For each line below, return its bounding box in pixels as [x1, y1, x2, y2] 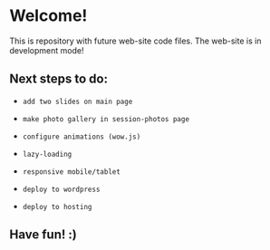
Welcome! [9, 5, 88, 26]
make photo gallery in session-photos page [22, 114, 190, 123]
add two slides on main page [22, 97, 133, 106]
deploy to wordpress [22, 185, 101, 194]
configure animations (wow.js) [22, 132, 141, 141]
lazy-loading [22, 149, 72, 159]
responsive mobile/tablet [22, 167, 121, 177]
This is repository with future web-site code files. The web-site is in [9, 35, 262, 46]
